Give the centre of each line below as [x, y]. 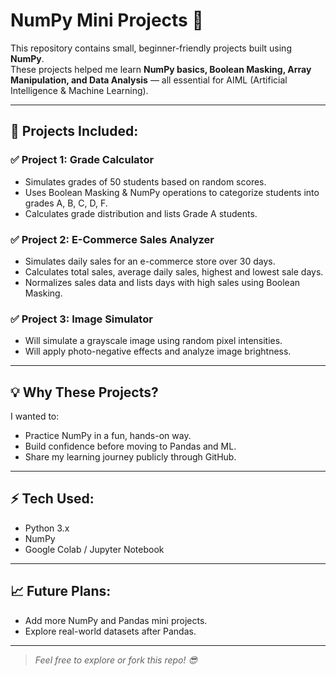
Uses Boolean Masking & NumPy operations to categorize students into [172, 192]
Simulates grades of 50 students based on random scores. [145, 181]
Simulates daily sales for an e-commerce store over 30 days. [150, 261]
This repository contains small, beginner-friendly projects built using [151, 48]
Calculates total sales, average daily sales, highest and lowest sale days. [174, 271]
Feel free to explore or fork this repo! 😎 [116, 660]
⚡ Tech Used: [52, 499]
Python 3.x [47, 528]
